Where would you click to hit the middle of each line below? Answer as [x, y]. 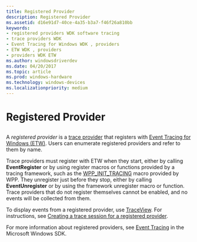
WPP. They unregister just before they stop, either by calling [79, 180]
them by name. [24, 150]
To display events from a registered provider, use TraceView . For [84, 210]
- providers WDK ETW [31, 55]
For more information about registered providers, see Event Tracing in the [95, 227]
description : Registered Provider [49, 17]
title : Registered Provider [41, 11]
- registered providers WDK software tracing [63, 33]
